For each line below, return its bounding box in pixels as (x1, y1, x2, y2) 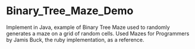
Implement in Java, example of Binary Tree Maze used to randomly (6, 24, 171, 31)
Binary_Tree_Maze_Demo (6, 4, 134, 18)
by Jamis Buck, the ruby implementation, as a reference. (6, 36, 144, 43)
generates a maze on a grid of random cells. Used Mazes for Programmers (6, 30, 190, 37)
